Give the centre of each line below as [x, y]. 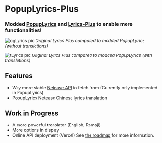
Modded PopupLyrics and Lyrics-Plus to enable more [69, 24]
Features [19, 76]
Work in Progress [32, 113]
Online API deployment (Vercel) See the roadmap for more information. [83, 135]
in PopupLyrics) [28, 93]
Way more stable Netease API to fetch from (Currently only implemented [85, 88]
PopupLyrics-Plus [42, 9]
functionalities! [24, 30]
